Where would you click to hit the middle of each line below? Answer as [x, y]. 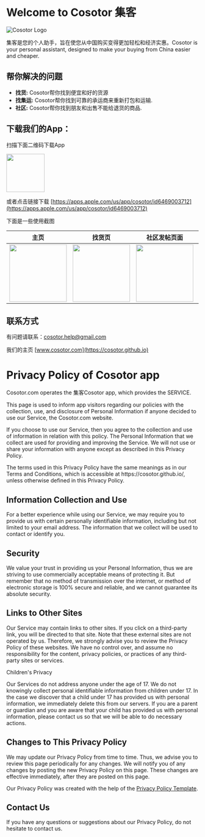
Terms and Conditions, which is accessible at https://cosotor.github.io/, [96, 474]
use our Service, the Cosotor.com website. [60, 418]
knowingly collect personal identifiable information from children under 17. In [102, 690]
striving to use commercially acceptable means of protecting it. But [91, 574]
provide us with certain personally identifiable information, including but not [101, 521]
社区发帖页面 [164, 237]
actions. [16, 723]
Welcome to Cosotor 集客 [71, 13]
